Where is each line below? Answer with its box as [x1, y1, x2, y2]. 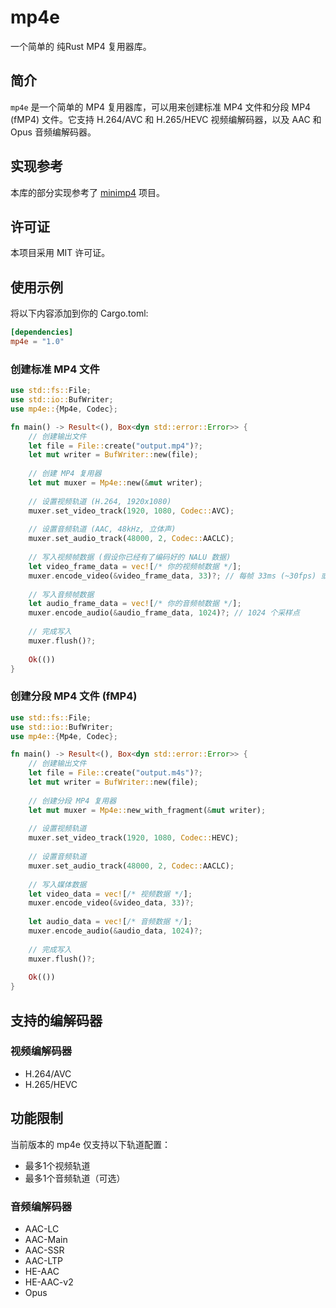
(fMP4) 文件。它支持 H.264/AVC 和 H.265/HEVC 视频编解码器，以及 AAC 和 [10, 113, 322, 125]
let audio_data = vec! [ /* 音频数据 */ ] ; [28, 917, 193, 927]
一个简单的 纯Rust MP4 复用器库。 [10, 40, 152, 52]
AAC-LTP [24, 1254, 64, 1266]
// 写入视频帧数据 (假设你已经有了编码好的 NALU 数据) [28, 552, 232, 563]
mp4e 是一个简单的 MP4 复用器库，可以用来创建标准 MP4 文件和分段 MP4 [10, 101, 312, 113]
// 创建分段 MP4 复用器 [28, 796, 117, 806]
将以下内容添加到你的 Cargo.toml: [10, 307, 149, 320]
